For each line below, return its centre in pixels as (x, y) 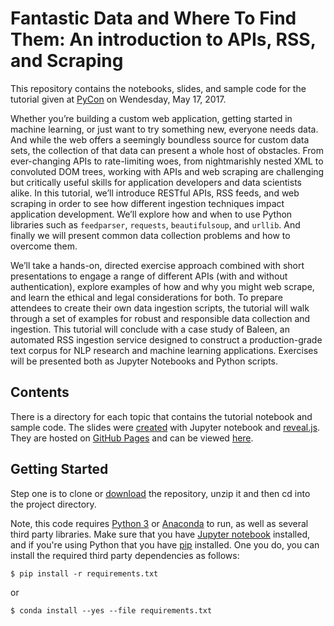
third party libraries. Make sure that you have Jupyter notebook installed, (160, 534)
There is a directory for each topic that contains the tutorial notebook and (161, 416)
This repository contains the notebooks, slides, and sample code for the (158, 88)
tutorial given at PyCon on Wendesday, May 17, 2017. (118, 99)
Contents (40, 392)
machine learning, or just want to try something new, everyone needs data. (164, 129)
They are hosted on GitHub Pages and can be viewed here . (132, 438)
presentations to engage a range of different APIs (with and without (149, 276)
